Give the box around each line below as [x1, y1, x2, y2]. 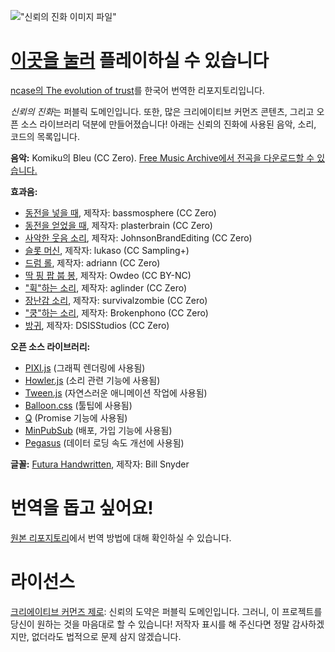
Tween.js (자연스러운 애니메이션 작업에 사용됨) [24, 386, 208, 399]
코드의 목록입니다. [10, 130, 81, 142]
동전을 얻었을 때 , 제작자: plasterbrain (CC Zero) [24, 219, 213, 231]
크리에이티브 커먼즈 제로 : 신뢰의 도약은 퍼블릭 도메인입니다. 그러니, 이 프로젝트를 [10, 605, 323, 617]
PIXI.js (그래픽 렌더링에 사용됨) [24, 361, 146, 374]
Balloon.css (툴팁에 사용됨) [24, 399, 133, 411]
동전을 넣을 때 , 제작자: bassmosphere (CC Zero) [24, 206, 217, 219]
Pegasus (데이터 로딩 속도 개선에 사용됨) [24, 436, 185, 449]
